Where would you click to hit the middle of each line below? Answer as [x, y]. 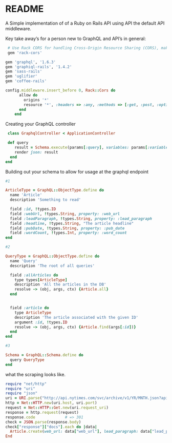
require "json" [21, 393]
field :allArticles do [34, 275]
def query [18, 143]
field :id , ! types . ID [33, 209]
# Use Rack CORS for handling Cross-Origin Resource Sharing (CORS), [83, 48]
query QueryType [27, 360]
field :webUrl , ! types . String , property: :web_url [65, 214]
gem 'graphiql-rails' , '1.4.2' [39, 67]
